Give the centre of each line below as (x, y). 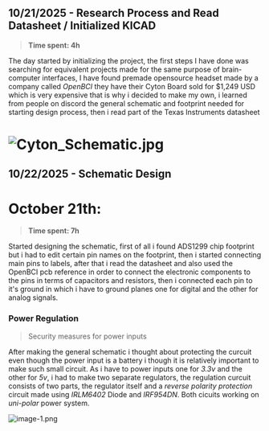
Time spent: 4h (54, 45)
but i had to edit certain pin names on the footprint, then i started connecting (135, 255)
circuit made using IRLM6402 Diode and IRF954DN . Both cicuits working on (134, 394)
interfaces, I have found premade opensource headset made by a (150, 78)
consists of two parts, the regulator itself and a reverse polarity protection (130, 386)
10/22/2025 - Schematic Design (90, 174)
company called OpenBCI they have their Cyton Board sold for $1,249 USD (132, 86)
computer (24, 78)
